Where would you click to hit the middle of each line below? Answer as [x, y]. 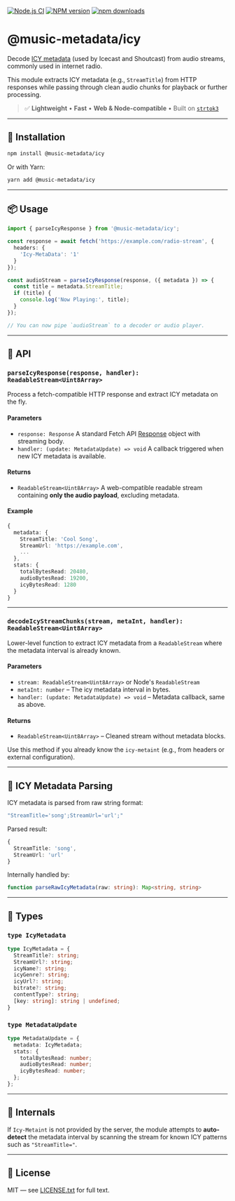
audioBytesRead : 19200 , [55, 578]
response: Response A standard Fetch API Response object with [109, 433]
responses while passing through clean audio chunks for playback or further [117, 87]
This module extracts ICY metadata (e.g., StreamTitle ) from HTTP [102, 79]
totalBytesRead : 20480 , [55, 572]
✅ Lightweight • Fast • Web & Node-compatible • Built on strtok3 [121, 108]
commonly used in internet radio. [55, 66]
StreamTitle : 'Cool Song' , [59, 539]
